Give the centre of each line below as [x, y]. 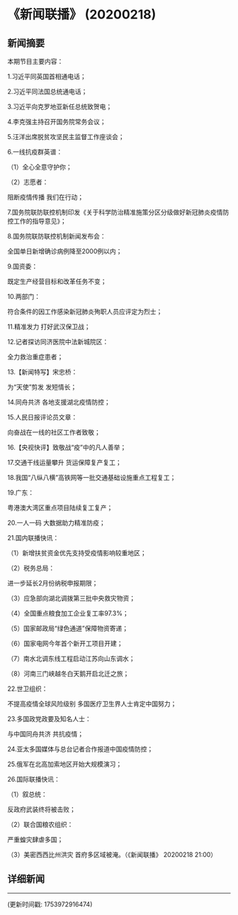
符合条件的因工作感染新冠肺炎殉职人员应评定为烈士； [85, 312]
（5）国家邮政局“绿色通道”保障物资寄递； [68, 628]
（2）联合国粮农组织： [40, 824]
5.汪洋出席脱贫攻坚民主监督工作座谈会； [66, 137]
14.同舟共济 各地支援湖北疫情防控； [59, 402]
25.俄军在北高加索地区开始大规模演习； [65, 764]
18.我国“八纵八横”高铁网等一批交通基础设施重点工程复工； [92, 477]
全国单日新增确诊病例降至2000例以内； [65, 251]
